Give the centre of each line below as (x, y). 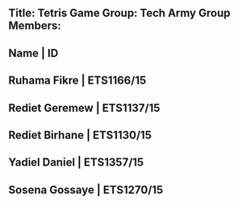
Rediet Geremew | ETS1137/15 (84, 108)
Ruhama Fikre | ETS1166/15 (77, 81)
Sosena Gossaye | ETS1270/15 (86, 189)
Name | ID (33, 53)
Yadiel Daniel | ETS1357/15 (76, 163)
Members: (35, 26)
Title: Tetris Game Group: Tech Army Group (119, 13)
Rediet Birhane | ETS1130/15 (80, 135)
